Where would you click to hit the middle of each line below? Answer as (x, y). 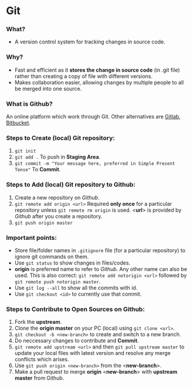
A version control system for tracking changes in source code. (90, 42)
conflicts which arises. (42, 360)
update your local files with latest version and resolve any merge (93, 353)
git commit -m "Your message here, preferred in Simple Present (95, 164)
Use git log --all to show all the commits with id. (76, 287)
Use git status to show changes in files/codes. (72, 263)
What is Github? (29, 104)
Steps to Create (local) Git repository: (61, 138)
